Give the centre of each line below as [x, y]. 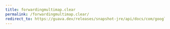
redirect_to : [19, 19]
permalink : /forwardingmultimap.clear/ [47, 14]
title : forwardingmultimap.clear [40, 10]
